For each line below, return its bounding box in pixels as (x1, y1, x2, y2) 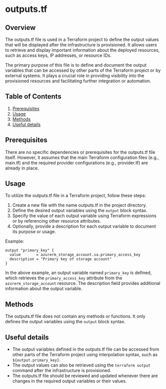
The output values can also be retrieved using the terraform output (12, 362, 151, 368)
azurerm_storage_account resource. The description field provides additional (5, 280, 161, 286)
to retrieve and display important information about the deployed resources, (5, 47, 160, 53)
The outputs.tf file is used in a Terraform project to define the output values (5, 36, 159, 42)
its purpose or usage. (12, 229, 56, 235)
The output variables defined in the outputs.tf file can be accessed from (12, 346, 160, 352)
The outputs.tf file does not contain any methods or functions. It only (5, 313, 146, 319)
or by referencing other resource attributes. (12, 218, 102, 224)
